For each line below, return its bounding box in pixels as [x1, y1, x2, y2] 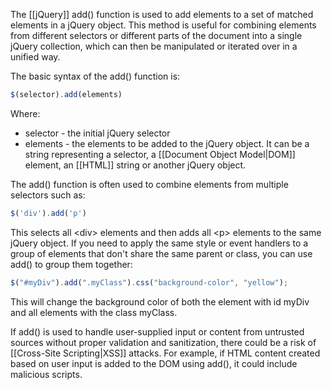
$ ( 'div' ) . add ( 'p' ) [10, 208, 87, 218]
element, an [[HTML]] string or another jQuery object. [24, 159, 247, 171]
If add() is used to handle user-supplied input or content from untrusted [10, 325, 305, 338]
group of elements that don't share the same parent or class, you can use [10, 247, 313, 259]
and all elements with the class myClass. [10, 306, 178, 318]
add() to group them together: [10, 258, 133, 270]
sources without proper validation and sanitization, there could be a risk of [10, 336, 317, 348]
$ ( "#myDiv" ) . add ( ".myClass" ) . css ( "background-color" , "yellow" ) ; [10, 277, 289, 288]
